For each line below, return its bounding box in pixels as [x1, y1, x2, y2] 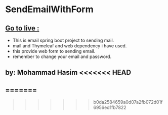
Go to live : [5, 24, 39, 33]
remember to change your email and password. [12, 53, 112, 60]
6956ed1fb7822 [93, 104, 127, 110]
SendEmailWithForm [5, 4, 94, 15]
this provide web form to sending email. [12, 48, 96, 54]
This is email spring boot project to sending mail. [12, 37, 114, 43]
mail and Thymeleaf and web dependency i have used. [12, 43, 127, 49]
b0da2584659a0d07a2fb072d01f [93, 99, 163, 105]
